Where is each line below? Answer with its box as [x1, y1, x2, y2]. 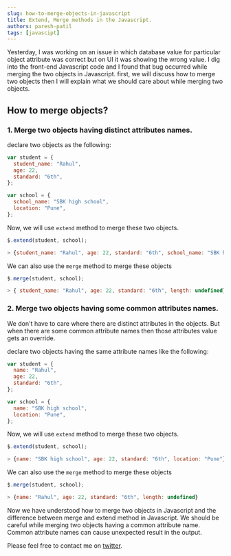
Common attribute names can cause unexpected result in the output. [7, 528, 202, 536]
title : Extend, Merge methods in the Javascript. [7, 16, 153, 23]
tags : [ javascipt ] [7, 29, 60, 36]
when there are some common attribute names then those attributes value [7, 326, 218, 335]
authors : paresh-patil [7, 23, 72, 30]
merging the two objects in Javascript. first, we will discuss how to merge [7, 70, 215, 78]
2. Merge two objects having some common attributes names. [7, 304, 219, 313]
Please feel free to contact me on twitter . [7, 541, 122, 550]
